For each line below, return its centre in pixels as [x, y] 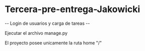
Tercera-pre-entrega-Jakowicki [72, 9]
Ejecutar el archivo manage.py [36, 33]
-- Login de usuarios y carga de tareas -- [47, 23]
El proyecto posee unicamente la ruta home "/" [53, 43]
